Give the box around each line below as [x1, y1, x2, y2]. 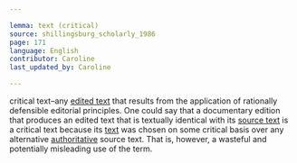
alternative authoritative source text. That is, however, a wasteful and [9, 134, 267, 144]
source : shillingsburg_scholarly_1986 [9, 29, 156, 39]
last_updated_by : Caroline [9, 63, 111, 72]
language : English [9, 46, 79, 55]
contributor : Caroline [9, 55, 95, 64]
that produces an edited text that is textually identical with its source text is [9, 114, 289, 125]
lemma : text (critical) [9, 21, 100, 30]
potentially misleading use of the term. [9, 143, 153, 154]
